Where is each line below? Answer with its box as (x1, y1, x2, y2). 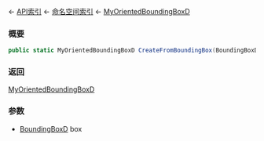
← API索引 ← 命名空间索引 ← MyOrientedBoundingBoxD (8, 7, 190, 16)
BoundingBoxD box (19, 124, 82, 133)
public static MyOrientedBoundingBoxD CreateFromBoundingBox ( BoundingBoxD (8, 46, 258, 55)
